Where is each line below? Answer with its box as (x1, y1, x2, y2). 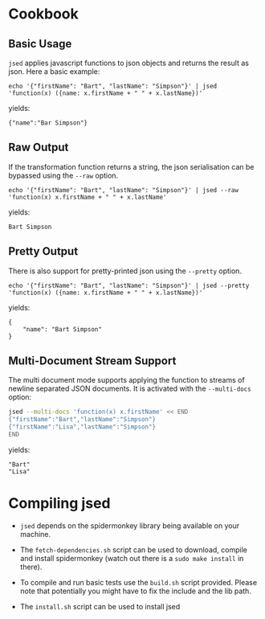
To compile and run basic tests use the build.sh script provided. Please (19, 577, 258, 587)
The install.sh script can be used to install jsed (19, 601, 181, 611)
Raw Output (8, 141, 69, 154)
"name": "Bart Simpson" (22, 325, 103, 334)
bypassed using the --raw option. (8, 170, 119, 180)
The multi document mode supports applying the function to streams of (8, 375, 245, 385)
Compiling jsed (8, 494, 111, 513)
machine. (19, 529, 51, 539)
